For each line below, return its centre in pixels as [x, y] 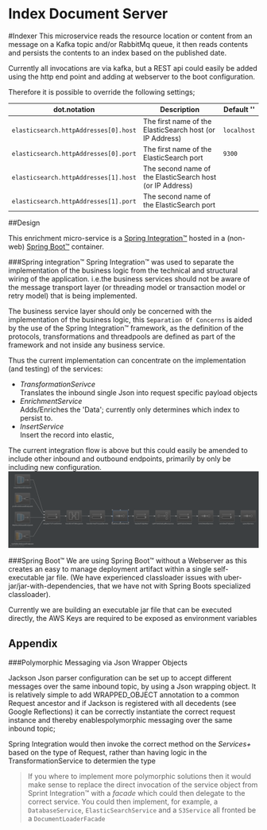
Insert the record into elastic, [67, 435]
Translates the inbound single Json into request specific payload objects [139, 392]
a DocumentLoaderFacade [66, 819]
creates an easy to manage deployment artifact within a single [110, 569]
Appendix [33, 644]
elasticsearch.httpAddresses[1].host [74, 178]
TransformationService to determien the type [82, 761]
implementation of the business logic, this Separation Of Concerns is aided [130, 320]
